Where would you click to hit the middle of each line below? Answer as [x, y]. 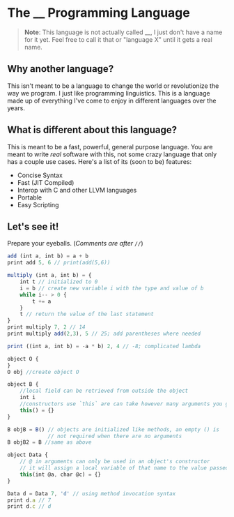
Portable [30, 197]
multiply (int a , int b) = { [49, 276]
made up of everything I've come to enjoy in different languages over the [112, 100]
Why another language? [61, 69]
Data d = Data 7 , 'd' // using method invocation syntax [92, 493]
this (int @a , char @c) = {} [60, 474]
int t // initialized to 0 [59, 282]
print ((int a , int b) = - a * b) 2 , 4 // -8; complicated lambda [104, 346]
